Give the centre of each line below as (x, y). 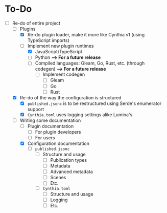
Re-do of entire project (36, 23)
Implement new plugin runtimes (61, 46)
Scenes (58, 178)
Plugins (28, 29)
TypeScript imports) (49, 40)
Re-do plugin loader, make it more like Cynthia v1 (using (86, 35)
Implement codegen (64, 74)
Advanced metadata (71, 172)
